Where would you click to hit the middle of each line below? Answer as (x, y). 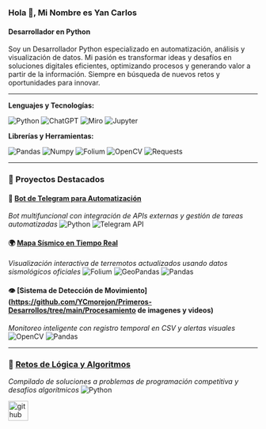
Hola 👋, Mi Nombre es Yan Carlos (72, 13)
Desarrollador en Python (49, 32)
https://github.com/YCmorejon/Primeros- (81, 302)
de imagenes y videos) (175, 310)
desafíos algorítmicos (44, 389)
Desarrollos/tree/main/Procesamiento (72, 310)
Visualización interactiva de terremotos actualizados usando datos (118, 264)
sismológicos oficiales (45, 271)
